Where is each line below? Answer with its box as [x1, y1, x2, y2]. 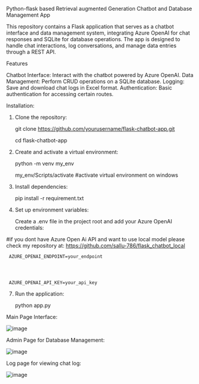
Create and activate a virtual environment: [14, 149, 118, 155]
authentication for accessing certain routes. [6, 91, 114, 97]
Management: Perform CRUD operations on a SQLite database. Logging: [6, 78, 185, 85]
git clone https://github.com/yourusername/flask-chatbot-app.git [14, 125, 175, 132]
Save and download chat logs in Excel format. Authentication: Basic [6, 84, 172, 91]
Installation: [6, 102, 35, 109]
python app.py [14, 302, 51, 309]
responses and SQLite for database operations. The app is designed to [6, 36, 180, 42]
